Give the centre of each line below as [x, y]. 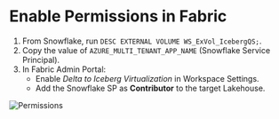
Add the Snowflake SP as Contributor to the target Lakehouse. [150, 88]
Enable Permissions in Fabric [118, 16]
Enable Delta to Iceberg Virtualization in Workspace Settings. [147, 78]
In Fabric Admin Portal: [64, 69]
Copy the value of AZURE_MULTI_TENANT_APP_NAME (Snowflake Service [146, 50]
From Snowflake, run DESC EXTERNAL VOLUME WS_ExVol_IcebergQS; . [142, 41]
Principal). [41, 59]
